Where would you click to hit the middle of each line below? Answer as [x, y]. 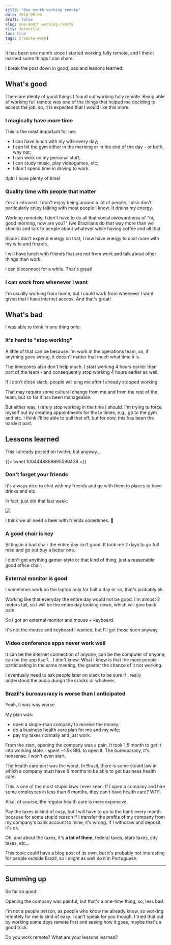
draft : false [19, 19]
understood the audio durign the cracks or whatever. [61, 680]
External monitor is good [36, 578]
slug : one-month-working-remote [39, 24]
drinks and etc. [21, 491]
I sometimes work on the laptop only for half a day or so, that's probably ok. [85, 590]
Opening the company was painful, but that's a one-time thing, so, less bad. [85, 901]
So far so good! [22, 891]
